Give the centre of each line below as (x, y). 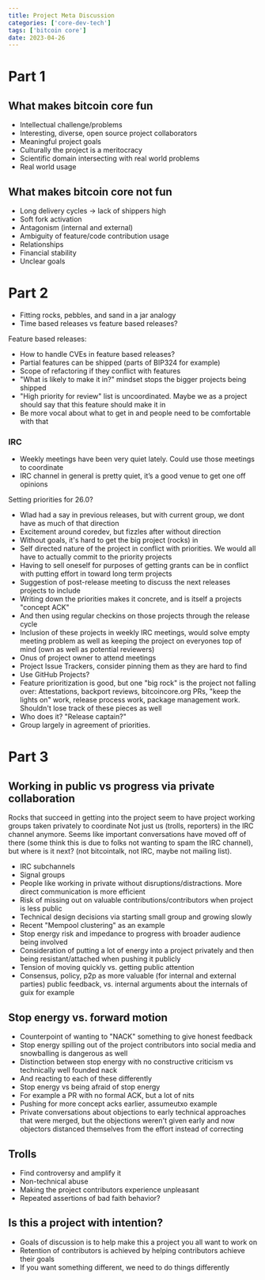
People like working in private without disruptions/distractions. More (131, 884)
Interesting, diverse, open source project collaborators (108, 133)
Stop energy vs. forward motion (88, 1017)
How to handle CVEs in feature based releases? (97, 354)
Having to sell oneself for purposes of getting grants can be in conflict (134, 566)
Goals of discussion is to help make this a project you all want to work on (138, 1242)
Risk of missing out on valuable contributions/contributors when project (136, 900)
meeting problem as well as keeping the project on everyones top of (131, 641)
